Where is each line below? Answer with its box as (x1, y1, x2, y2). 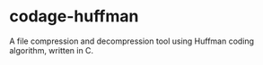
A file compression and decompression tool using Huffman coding (9, 36, 254, 46)
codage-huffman (9, 6, 139, 27)
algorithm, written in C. (9, 45, 94, 55)
